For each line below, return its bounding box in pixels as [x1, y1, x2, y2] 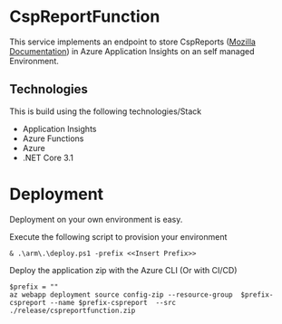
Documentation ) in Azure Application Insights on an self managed [9, 45, 255, 56]
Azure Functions [22, 133, 84, 144]
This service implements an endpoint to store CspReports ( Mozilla [9, 36, 257, 47]
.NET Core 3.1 [22, 152, 74, 163]
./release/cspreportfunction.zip [9, 306, 136, 315]
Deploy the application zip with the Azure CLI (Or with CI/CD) [9, 264, 238, 275]
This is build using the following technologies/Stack [9, 106, 202, 117]
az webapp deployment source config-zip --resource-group [9, 290, 233, 300]
